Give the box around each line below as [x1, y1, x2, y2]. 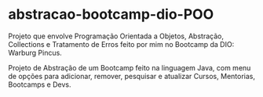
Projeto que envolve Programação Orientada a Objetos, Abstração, [8, 31, 224, 41]
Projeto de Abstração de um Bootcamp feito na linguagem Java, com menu [8, 63, 251, 72]
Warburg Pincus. [8, 48, 63, 57]
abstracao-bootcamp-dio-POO [8, 5, 214, 23]
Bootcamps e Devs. [8, 80, 71, 89]
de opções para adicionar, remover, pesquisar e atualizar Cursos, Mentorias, [8, 71, 255, 81]
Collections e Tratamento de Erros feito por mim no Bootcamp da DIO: [8, 39, 235, 48]
